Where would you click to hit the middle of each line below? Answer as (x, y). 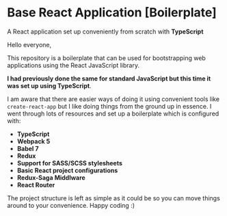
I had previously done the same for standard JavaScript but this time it (109, 78)
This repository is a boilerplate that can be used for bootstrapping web (107, 58)
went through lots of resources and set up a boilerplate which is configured (113, 113)
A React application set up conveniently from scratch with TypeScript (105, 31)
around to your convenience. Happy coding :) (71, 205)
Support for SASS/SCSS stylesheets (70, 163)
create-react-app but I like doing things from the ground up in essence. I (109, 106)
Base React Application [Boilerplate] (112, 13)
